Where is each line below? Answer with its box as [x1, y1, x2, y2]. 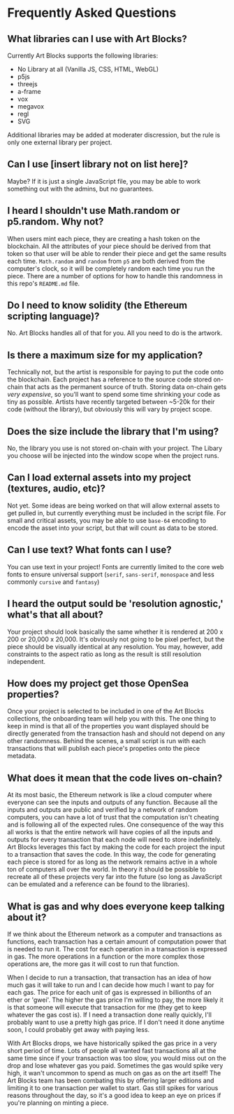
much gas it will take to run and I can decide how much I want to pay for [7, 980, 214, 989]
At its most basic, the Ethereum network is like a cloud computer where [7, 791, 212, 799]
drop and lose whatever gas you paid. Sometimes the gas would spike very [7, 1061, 224, 1070]
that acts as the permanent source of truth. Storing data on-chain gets [24, 383, 227, 391]
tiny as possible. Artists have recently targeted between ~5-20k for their [7, 398, 215, 406]
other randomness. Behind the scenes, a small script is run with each [7, 737, 206, 745]
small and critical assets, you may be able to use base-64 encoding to [7, 516, 207, 524]
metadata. [7, 752, 36, 760]
